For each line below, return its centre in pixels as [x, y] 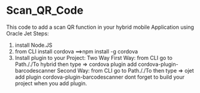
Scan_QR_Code [45, 10]
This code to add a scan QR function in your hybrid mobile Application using [100, 27]
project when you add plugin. [51, 83]
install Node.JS [34, 45]
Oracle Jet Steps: [28, 33]
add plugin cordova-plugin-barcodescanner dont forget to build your [100, 77]
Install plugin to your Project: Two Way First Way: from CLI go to [93, 58]
